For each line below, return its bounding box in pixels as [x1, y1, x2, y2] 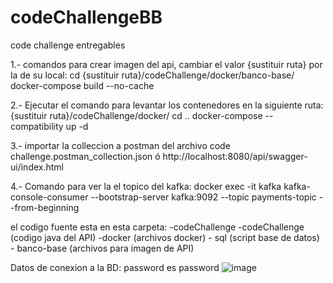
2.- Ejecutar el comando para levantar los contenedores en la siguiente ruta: [10, 99, 324, 111]
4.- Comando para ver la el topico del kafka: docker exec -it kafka [10, 180, 282, 192]
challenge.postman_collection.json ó [10, 150, 161, 162]
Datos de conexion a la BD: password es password [10, 261, 220, 273]
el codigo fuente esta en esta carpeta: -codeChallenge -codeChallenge [10, 221, 305, 233]
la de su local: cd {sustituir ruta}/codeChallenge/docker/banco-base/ [10, 69, 295, 81]
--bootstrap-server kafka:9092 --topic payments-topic [90, 191, 317, 203]
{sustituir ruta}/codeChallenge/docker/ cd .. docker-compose [10, 109, 263, 121]
